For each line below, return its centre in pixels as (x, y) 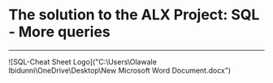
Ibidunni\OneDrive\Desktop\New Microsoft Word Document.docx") (120, 70)
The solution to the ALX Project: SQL (134, 15)
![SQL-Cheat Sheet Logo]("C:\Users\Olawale (82, 61)
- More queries (60, 32)
